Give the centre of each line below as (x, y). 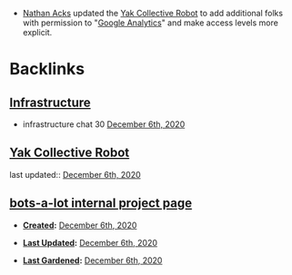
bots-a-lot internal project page (101, 203)
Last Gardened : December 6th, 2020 (92, 260)
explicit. (37, 32)
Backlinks (47, 69)
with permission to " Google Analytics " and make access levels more (151, 23)
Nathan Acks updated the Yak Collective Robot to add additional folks (153, 13)
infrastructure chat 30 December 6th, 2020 (104, 124)
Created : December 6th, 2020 (80, 225)
